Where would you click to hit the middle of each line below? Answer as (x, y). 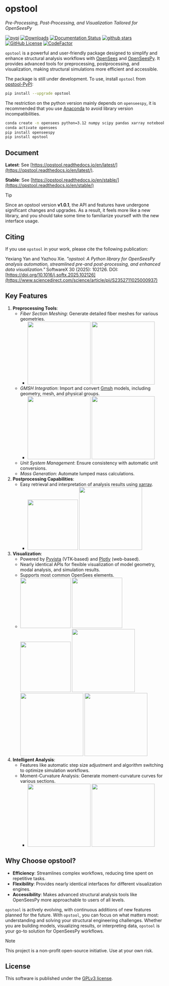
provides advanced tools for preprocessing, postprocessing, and (72, 64)
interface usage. (22, 221)
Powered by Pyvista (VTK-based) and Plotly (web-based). (80, 559)
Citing (15, 237)
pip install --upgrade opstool (38, 93)
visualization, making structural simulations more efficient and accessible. (82, 69)
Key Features (26, 296)
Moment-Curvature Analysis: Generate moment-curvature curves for (91, 776)
